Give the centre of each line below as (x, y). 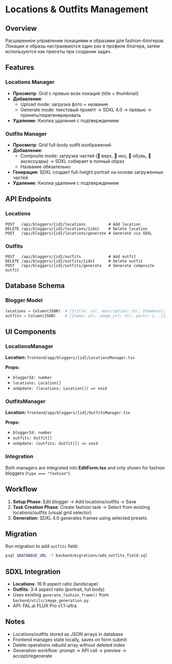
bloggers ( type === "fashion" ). (38, 473)
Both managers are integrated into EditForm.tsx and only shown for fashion (85, 467)
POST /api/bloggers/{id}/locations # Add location (73, 224)
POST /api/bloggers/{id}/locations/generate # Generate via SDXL (79, 233)
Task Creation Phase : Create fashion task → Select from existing (81, 507)
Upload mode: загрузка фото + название (64, 104)
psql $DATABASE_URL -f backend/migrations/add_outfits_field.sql (76, 556)
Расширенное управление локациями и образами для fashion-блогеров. (85, 40)
